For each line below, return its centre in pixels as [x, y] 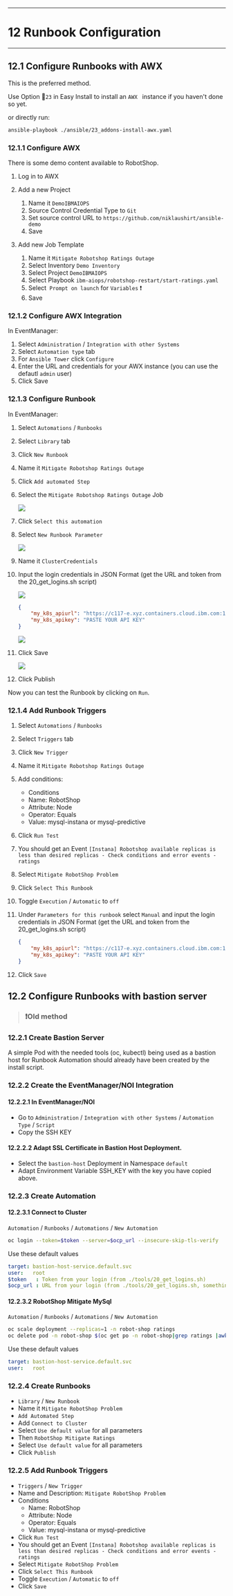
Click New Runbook [43, 454]
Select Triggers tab [46, 739]
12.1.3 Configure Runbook [52, 399]
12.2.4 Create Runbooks [49, 1386]
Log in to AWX [38, 176]
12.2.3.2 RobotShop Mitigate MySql [60, 1301]
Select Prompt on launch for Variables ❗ [85, 287]
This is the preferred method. [49, 83]
